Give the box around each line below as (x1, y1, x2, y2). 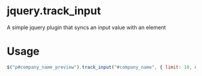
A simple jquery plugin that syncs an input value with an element (7, 24, 167, 31)
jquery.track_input (7, 4, 101, 18)
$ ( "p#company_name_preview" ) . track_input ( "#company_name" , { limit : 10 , (7, 64, 192, 70)
